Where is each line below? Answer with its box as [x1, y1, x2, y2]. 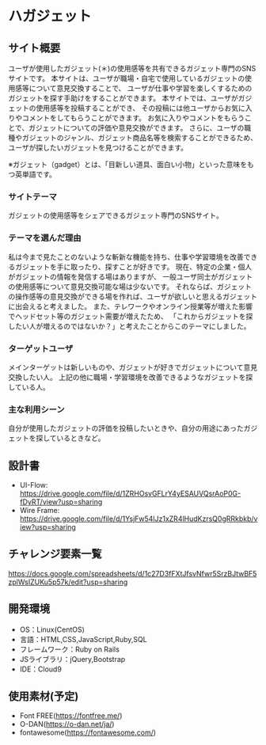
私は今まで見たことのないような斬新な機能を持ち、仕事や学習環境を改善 [8, 252, 244, 261]
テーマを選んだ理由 [8, 233, 82, 244]
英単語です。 [14, 169, 57, 179]
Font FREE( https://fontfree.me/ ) [19, 711, 123, 720]
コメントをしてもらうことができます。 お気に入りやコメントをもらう [21, 113, 245, 123]
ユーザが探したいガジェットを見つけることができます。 [8, 143, 188, 152]
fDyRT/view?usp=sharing [19, 497, 103, 507]
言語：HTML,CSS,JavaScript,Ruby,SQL [19, 634, 148, 644]
